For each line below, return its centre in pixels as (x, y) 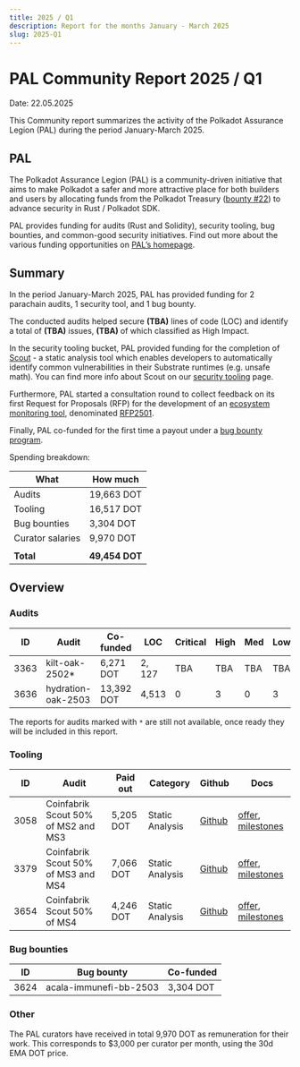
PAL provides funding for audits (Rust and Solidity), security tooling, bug (142, 226)
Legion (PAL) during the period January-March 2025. (107, 130)
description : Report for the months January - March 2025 (119, 26)
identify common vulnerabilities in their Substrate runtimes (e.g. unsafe (140, 367)
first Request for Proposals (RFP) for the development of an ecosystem (140, 403)
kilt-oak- (66, 662)
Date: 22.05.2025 (42, 103)
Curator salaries (47, 538)
